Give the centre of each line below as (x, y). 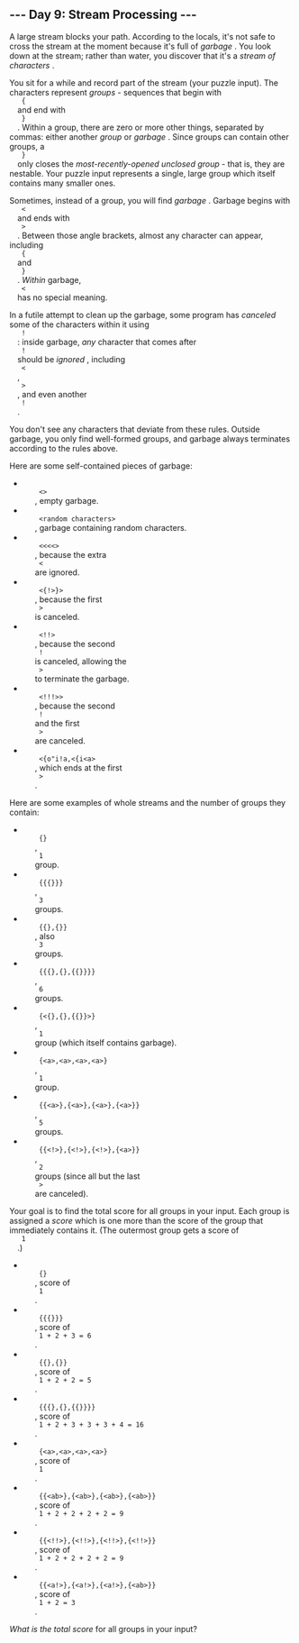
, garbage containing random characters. (111, 527)
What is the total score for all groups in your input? (104, 1629)
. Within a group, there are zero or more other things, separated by (140, 127)
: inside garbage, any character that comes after (107, 342)
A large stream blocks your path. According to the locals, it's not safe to (142, 36)
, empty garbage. (67, 500)
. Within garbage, (50, 279)
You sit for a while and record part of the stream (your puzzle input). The (144, 82)
